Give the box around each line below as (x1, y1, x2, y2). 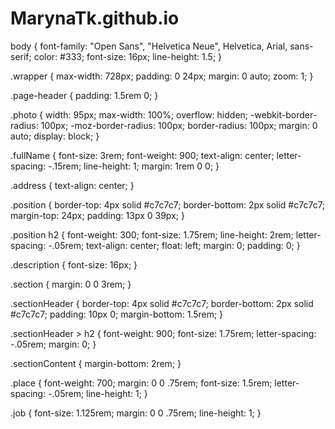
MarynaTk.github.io (10, 7, 180, 30)
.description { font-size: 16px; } (10, 258, 138, 271)
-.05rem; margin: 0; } (10, 338, 97, 350)
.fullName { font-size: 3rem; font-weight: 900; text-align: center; (10, 149, 275, 161)
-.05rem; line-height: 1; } (48, 387, 148, 399)
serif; (10, 50, 32, 62)
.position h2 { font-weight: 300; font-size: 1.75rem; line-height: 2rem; (10, 228, 294, 241)
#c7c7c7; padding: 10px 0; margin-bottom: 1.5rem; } (10, 308, 224, 320)
